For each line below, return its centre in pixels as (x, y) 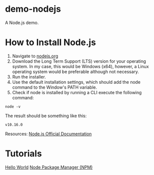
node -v (13, 106)
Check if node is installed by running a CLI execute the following (77, 92)
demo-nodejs (33, 9)
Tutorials (23, 154)
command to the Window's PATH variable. (55, 87)
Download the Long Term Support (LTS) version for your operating (79, 61)
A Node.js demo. (22, 23)
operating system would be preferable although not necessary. (76, 72)
